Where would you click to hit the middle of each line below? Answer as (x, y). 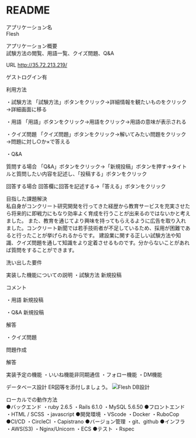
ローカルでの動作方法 (32, 399)
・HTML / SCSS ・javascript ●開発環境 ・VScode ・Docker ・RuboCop (93, 414)
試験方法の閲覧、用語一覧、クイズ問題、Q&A (60, 53)
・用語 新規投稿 (25, 300)
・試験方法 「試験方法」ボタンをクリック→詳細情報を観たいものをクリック (97, 102)
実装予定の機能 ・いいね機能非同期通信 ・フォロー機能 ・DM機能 (84, 374)
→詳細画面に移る (27, 109)
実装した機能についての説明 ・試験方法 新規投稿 (64, 275)
